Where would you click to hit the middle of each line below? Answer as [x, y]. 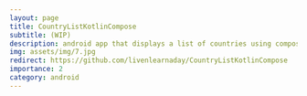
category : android [44, 78]
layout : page [34, 18]
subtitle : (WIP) [40, 35]
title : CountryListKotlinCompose [73, 27]
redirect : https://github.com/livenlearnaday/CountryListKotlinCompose [148, 60]
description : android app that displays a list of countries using [141, 43]
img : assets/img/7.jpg [53, 52]
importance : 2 [37, 69]
